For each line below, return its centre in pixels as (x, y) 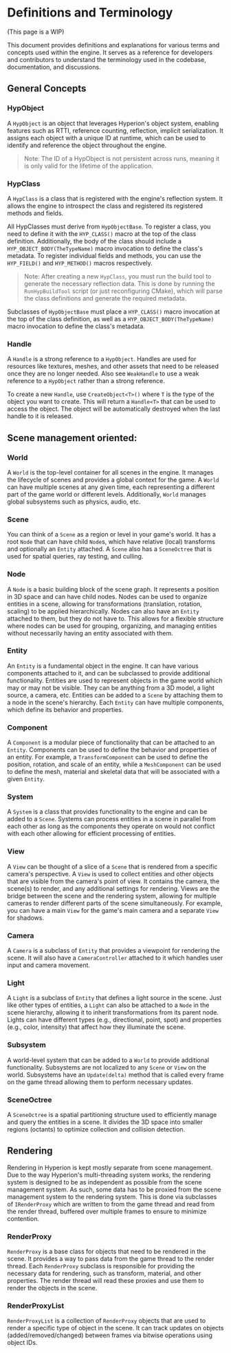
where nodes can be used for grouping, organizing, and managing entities (112, 626)
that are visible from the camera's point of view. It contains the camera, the (113, 881)
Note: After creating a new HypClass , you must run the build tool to (118, 276)
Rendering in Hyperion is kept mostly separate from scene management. (110, 1167)
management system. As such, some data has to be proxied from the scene (114, 1189)
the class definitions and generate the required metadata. (105, 298)
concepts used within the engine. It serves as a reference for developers (110, 52)
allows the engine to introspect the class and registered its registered (105, 206)
